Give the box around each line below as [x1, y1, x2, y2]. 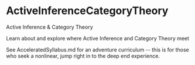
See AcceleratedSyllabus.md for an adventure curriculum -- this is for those [6, 46, 189, 53]
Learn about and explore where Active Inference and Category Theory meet [6, 35, 189, 42]
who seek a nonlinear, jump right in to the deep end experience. [6, 52, 160, 59]
